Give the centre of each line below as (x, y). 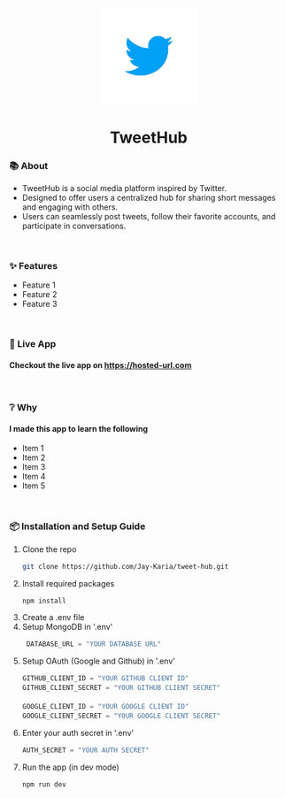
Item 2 (34, 457)
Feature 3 (39, 304)
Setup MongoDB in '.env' (67, 627)
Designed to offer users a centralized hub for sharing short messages (149, 197)
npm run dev (44, 784)
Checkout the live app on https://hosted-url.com (100, 364)
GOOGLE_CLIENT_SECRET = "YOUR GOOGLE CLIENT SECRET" (121, 716)
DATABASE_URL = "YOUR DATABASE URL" (94, 644)
